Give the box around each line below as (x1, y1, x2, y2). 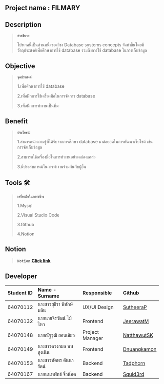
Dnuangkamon (123, 346, 157, 353)
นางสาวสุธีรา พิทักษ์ (38, 301, 73, 307)
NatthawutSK (123, 332, 154, 339)
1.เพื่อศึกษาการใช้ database (17, 83, 65, 89)
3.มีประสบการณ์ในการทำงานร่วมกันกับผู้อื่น (17, 163, 86, 170)
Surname (38, 292, 60, 299)
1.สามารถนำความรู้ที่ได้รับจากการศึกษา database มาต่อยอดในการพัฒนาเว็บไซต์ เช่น (17, 138, 153, 144)
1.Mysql (17, 202, 33, 209)
